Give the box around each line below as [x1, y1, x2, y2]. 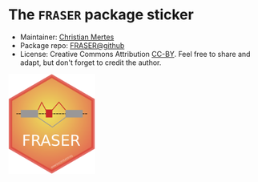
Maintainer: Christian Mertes [19, 32, 115, 42]
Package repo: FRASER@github [19, 40, 125, 50]
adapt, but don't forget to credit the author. [19, 58, 162, 67]
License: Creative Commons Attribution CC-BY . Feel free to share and [19, 49, 251, 59]
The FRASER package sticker [8, 6, 194, 24]
